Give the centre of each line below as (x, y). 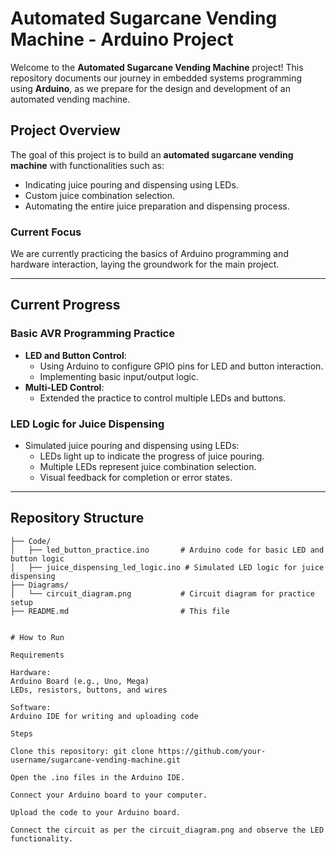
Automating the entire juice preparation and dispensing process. (157, 206)
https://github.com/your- (212, 751)
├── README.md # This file (120, 611)
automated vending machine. (70, 99)
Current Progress (65, 305)
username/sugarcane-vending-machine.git (96, 760)
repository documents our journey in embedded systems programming (156, 78)
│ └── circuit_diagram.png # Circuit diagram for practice (162, 593)
